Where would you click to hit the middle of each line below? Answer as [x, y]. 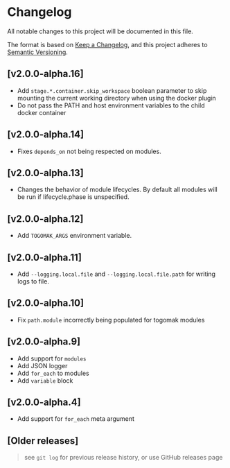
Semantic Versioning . [37, 52]
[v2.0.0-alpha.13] [46, 173]
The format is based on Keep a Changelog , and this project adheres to [107, 44]
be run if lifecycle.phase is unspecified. [73, 197]
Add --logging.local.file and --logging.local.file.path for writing [116, 274]
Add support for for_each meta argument [76, 419]
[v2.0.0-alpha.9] [44, 341]
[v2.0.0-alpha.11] [44, 257]
